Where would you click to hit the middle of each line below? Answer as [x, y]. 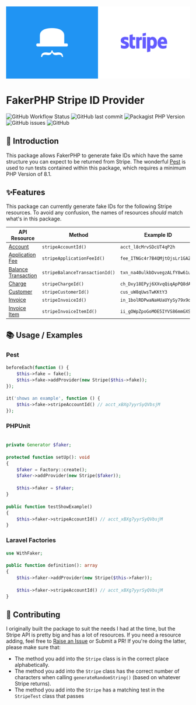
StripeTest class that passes [49, 696]
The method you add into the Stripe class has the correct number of [97, 671]
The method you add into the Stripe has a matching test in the [90, 690]
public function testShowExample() [49, 507]
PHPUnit [18, 425]
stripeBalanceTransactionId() [78, 273]
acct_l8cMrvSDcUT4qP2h [148, 247]
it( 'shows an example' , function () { [53, 399]
